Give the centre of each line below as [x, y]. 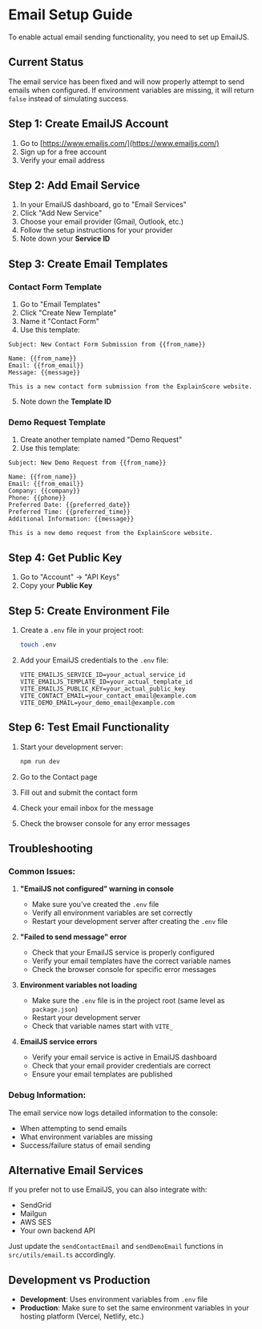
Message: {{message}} [44, 373]
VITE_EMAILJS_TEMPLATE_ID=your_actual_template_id [106, 682]
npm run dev [40, 761]
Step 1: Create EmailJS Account [89, 124]
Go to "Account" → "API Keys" [70, 577]
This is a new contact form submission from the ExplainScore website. [130, 387]
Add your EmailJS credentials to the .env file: [94, 660]
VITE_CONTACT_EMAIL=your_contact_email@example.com [108, 695]
